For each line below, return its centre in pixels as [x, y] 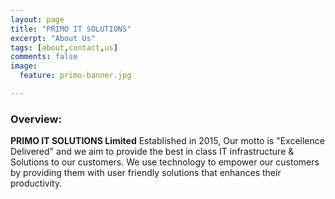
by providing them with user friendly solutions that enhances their [146, 173]
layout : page [37, 19]
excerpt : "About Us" [53, 38]
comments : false [44, 57]
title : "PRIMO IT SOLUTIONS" [71, 29]
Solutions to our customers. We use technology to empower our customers [165, 162]
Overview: [36, 119]
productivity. [36, 183]
